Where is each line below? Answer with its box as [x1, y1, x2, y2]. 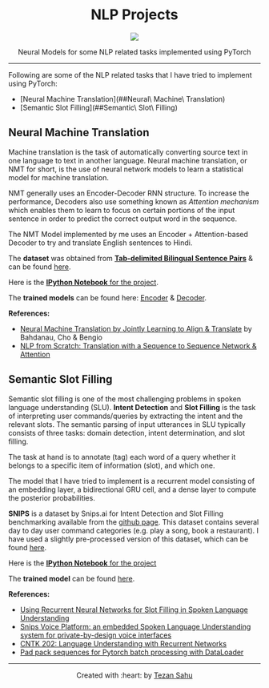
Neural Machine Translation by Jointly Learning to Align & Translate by [19, 324, 252, 333]
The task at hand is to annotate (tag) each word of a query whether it [8, 452, 236, 461]
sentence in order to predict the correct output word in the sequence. [8, 214, 238, 223]
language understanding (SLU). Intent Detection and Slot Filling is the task [8, 402, 256, 412]
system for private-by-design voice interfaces [19, 630, 172, 640]
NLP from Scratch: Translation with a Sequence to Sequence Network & [19, 340, 258, 350]
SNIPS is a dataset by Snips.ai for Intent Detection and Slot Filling [8, 509, 224, 518]
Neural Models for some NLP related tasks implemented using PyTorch [18, 46, 251, 57]
